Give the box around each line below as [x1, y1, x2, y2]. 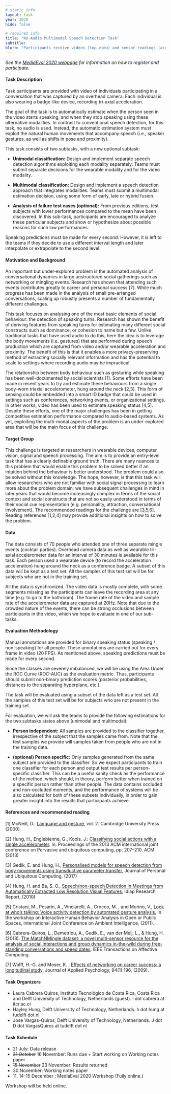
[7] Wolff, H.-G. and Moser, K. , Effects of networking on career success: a [5, 961, 161, 968]
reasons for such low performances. [12, 224, 89, 230]
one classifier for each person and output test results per [12, 764, 132, 771]
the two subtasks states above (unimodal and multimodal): [5, 717, 128, 724]
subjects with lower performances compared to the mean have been [12, 208, 156, 214]
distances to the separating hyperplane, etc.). [5, 682, 101, 688]
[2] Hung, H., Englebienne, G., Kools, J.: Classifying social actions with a [5, 836, 157, 842]
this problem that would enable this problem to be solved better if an [5, 464, 149, 470]
